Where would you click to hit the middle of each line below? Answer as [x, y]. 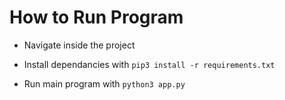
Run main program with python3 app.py [104, 83]
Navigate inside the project [79, 45]
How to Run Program [96, 17]
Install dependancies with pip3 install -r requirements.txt [149, 64]
